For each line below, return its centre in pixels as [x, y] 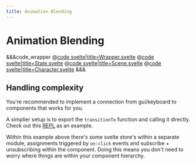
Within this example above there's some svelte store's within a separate [93, 137]
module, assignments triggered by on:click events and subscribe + [88, 143]
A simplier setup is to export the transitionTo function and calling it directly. [98, 119]
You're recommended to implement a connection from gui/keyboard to [92, 102]
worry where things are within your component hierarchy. [75, 156]
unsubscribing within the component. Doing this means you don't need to [95, 150]
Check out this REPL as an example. [50, 126]
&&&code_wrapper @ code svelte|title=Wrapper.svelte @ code [80, 57]
